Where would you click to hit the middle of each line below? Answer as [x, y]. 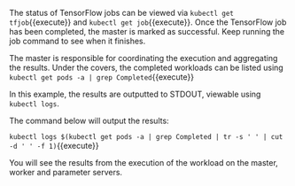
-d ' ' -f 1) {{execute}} [54, 146]
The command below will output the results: [89, 120]
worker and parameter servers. [66, 172]
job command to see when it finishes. [78, 41]
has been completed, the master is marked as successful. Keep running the [147, 31]
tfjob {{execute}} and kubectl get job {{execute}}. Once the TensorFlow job [148, 22]
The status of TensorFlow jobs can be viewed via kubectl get [122, 13]
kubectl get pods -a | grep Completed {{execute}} [102, 77]
